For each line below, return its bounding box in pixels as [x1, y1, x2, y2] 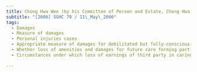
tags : [6, 19, 19, 25]
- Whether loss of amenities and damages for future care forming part [11, 47, 191, 53]
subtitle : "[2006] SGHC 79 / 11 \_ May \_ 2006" [6, 14, 117, 20]
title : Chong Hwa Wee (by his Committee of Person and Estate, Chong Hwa [6, 8, 191, 15]
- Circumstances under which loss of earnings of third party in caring [11, 52, 193, 58]
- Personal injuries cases [11, 36, 77, 42]
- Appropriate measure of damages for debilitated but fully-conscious [11, 42, 191, 47]
